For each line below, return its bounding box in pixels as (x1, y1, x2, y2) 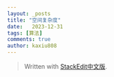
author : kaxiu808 (7, 42, 57, 49)
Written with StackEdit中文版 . (23, 62, 108, 70)
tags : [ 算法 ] (7, 29, 43, 37)
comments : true (7, 36, 51, 43)
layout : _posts (7, 10, 51, 17)
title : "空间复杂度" (7, 17, 61, 24)
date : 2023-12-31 (7, 23, 64, 30)
